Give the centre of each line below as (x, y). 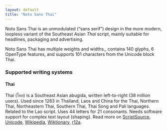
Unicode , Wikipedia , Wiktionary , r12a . (44, 122)
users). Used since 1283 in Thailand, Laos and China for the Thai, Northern (82, 101)
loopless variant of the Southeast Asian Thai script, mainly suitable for (77, 34)
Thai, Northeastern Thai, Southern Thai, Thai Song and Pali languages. (78, 106)
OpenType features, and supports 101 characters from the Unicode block (80, 54)
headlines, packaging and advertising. (44, 39)
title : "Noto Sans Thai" (31, 14)
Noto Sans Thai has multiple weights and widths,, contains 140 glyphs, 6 (80, 49)
